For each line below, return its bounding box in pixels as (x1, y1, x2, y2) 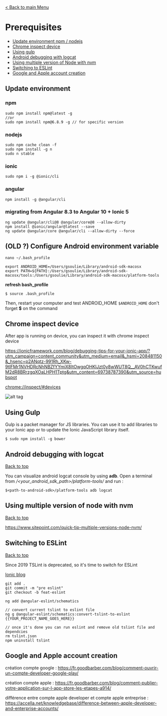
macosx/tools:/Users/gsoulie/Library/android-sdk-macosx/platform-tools (5, 273, 160, 278)
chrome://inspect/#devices (5, 384, 61, 390)
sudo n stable (5, 151, 35, 156)
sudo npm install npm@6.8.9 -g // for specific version (5, 119, 124, 124)
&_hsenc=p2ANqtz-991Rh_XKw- (5, 358, 72, 364)
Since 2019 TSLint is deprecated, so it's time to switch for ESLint (5, 562, 138, 568)
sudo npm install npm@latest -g (5, 111, 72, 116)
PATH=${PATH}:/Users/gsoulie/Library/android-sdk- (20, 268, 128, 274)
